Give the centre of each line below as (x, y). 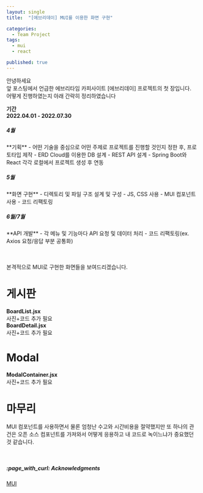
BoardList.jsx (24, 311)
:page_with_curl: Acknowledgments (53, 469)
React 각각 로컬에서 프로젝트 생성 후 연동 (55, 162)
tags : (13, 40)
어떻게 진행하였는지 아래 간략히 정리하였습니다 (61, 96)
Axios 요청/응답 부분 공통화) (40, 241)
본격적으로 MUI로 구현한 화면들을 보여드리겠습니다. (67, 267)
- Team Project (31, 34)
